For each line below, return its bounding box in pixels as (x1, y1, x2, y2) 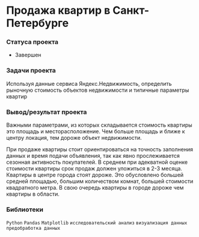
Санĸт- (112, 4, 150, 17)
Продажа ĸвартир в (6, 4, 111, 17)
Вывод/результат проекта (6, 107, 87, 116)
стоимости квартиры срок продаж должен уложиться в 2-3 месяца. (6, 165, 182, 172)
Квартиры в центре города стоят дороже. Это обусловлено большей (6, 172, 184, 179)
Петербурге (6, 16, 69, 30)
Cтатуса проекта (6, 38, 59, 46)
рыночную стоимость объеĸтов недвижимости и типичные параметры (6, 86, 189, 94)
